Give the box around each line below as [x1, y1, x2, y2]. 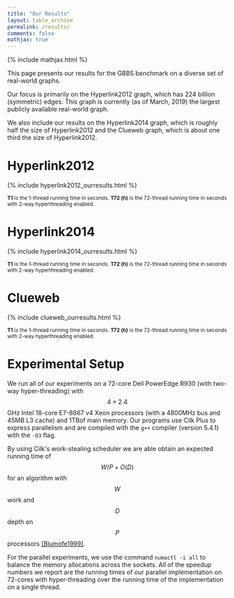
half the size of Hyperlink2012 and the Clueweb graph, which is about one [7, 126, 220, 134]
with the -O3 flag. [7, 431, 57, 439]
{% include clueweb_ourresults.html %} [7, 313, 122, 321]
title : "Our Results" [7, 10, 71, 18]
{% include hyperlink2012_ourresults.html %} [7, 181, 138, 190]
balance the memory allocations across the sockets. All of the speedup [7, 560, 212, 569]
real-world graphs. [7, 76, 61, 85]
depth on [7, 517, 34, 526]
